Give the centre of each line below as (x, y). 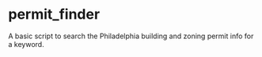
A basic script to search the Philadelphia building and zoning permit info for (131, 36)
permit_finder (54, 14)
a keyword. (27, 44)
